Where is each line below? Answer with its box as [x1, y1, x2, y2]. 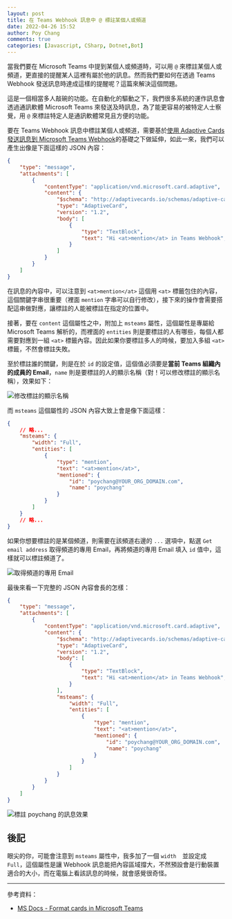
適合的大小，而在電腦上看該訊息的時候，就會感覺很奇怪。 [7, 869, 171, 877]
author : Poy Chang [7, 29, 60, 37]
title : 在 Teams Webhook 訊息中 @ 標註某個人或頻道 [7, 17, 146, 24]
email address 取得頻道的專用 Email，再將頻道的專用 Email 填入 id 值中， [7, 545, 215, 553]
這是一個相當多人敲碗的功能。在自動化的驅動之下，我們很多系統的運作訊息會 [7, 94, 225, 102]
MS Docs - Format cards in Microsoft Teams [17, 904, 144, 913]
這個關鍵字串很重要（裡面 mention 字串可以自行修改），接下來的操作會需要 [7, 295, 217, 303]
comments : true [7, 36, 51, 43]
